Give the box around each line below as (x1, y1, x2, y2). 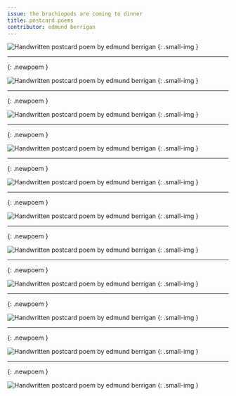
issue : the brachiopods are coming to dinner (7, 10, 143, 18)
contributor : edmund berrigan (7, 23, 96, 30)
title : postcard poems (7, 17, 74, 24)
